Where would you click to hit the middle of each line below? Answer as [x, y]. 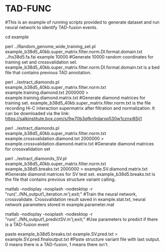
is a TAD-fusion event [27, 224]
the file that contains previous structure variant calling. [60, 179]
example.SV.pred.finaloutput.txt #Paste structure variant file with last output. [83, 239]
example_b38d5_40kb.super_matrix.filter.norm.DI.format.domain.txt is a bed [82, 67]
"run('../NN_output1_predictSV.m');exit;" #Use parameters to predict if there [82, 219]
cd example [17, 37]
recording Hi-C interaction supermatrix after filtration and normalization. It [80, 108]
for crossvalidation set [28, 149]
